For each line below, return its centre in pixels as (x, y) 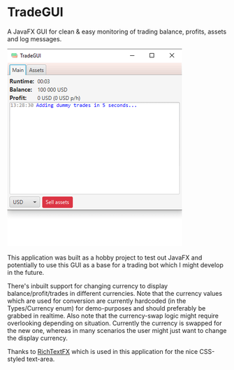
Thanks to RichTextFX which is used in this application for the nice (103, 351)
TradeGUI (36, 12)
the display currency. (37, 338)
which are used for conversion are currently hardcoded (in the (97, 301)
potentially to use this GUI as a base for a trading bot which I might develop (115, 265)
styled (16, 359)
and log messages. (35, 38)
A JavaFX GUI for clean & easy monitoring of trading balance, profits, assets (117, 31)
